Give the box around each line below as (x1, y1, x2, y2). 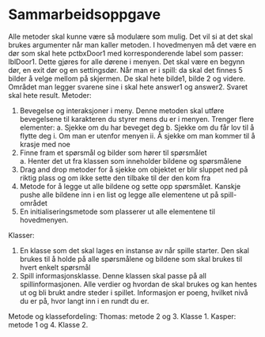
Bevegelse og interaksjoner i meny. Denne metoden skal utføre (19, 105, 225, 115)
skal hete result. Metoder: (8, 90, 92, 100)
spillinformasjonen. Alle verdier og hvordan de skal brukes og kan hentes (19, 279, 257, 289)
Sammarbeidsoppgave (8, 6, 161, 24)
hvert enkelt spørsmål (19, 263, 91, 272)
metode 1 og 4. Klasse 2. (8, 320, 89, 329)
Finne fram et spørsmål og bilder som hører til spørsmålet (19, 148, 207, 157)
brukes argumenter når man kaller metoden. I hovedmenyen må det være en (8, 40, 257, 49)
